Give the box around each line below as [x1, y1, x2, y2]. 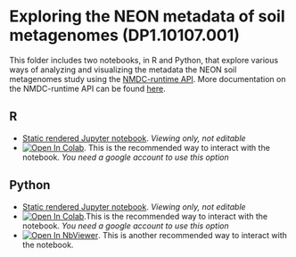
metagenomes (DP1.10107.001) [9, 25, 241, 46]
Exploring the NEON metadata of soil [9, 6, 285, 27]
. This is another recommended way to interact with [97, 229, 288, 240]
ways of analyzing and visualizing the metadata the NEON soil [9, 64, 237, 75]
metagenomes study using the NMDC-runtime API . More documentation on [9, 73, 286, 84]
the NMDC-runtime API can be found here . [9, 83, 167, 94]
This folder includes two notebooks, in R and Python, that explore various [9, 54, 279, 65]
